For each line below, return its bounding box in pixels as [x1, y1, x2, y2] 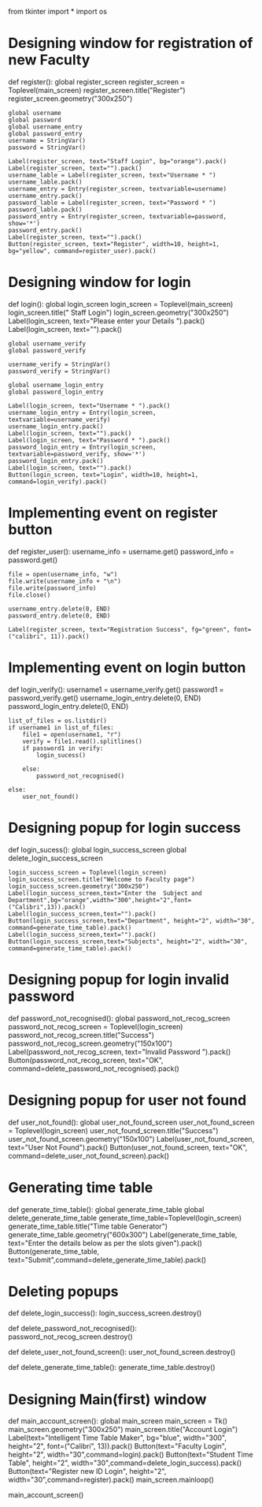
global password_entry [8, 129, 83, 137]
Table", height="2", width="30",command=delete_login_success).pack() [8, 1458, 242, 1468]
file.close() [8, 591, 51, 599]
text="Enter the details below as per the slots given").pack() [8, 1238, 203, 1248]
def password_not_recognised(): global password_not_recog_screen [8, 1013, 231, 1023]
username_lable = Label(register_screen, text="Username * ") [8, 171, 216, 179]
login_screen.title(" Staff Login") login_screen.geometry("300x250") [8, 308, 230, 317]
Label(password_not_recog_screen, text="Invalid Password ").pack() [8, 1046, 231, 1056]
